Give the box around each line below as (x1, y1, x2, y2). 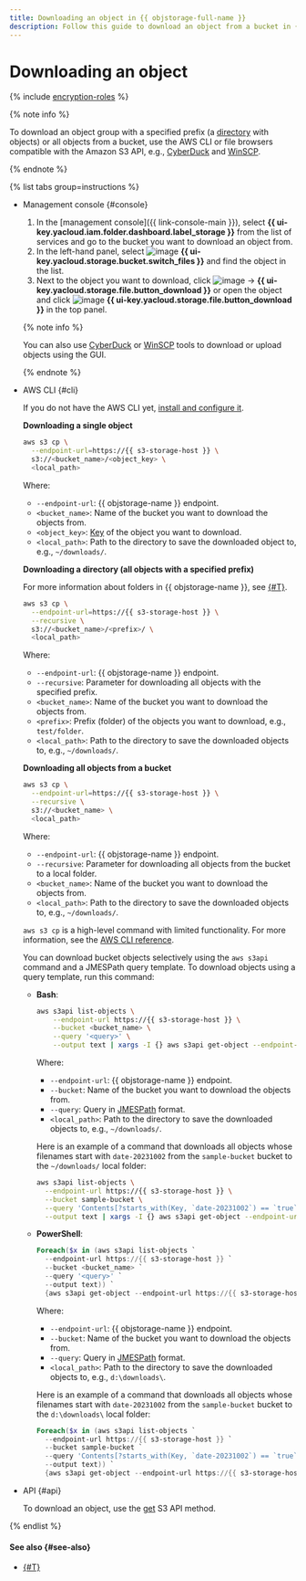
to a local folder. (36, 868, 97, 879)
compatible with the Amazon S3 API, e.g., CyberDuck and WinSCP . (9, 146, 261, 157)
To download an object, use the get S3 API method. (22, 1502, 217, 1513)
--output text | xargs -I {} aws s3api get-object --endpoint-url (44, 1212, 302, 1221)
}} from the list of (227, 227, 292, 237)
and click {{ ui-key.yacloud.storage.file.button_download (36, 294, 293, 306)
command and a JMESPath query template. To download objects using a (22, 961, 296, 973)
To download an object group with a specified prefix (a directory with (9, 127, 269, 138)
